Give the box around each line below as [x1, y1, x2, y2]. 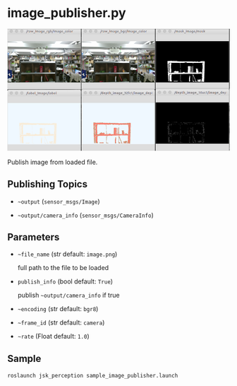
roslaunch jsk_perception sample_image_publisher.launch [7, 373, 178, 380]
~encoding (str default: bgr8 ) [17, 305, 99, 313]
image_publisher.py [7, 5, 126, 21]
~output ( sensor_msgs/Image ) [17, 197, 100, 206]
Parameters [7, 231, 60, 243]
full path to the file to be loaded [17, 264, 109, 272]
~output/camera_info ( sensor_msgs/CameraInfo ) [17, 211, 154, 219]
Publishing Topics [7, 178, 88, 190]
